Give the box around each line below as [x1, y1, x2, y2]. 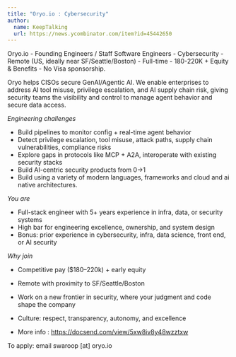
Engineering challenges [7, 115, 76, 123]
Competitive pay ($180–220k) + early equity [17, 266, 146, 274]
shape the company [17, 300, 76, 309]
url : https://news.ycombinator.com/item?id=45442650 [13, 30, 172, 37]
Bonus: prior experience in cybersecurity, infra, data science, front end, [17, 230, 226, 239]
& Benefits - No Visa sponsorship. [7, 64, 106, 73]
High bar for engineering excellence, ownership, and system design [17, 223, 216, 232]
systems [17, 216, 42, 224]
